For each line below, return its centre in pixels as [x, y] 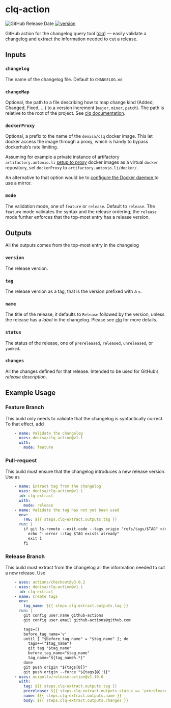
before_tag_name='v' [45, 634]
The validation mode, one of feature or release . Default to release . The [80, 206]
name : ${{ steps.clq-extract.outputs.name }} [73, 696]
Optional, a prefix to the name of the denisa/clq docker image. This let [79, 136]
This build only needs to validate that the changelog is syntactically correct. [84, 418]
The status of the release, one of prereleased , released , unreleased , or [79, 343]
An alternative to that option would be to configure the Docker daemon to [82, 178]
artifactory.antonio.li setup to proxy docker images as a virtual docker [82, 162]
